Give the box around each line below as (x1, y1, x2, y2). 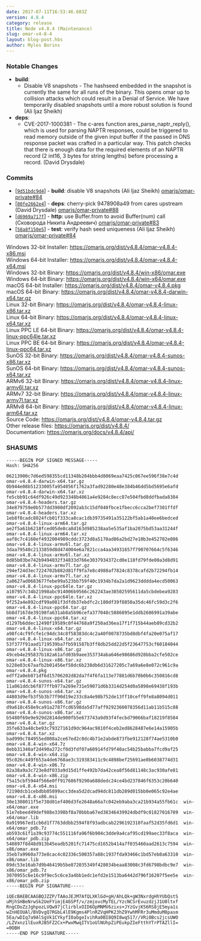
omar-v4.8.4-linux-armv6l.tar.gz (6, 541, 90, 547)
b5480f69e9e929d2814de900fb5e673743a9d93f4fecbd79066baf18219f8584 (6, 715, 179, 721)
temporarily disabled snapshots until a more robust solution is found (23, 101, 193, 109)
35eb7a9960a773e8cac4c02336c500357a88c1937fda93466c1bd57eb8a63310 (6, 851, 179, 858)
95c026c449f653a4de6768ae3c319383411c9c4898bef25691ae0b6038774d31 (6, 757, 179, 763)
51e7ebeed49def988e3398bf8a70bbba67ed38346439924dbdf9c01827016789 (6, 809, 179, 815)
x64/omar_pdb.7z (6, 825, 47, 831)
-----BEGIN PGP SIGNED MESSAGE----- (6, 457, 98, 463)
